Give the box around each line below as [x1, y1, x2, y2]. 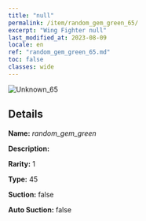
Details [8, 107, 43, 121]
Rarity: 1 [8, 159, 35, 168]
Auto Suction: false [8, 204, 72, 214]
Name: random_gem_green [8, 128, 97, 138]
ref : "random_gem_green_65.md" [8, 48, 111, 56]
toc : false [8, 56, 44, 64]
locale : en [8, 41, 44, 49]
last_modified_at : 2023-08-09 [8, 33, 108, 42]
